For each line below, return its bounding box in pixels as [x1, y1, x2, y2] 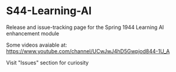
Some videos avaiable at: [6, 41, 67, 48]
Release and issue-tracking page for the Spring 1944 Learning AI [6, 24, 164, 31]
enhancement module [6, 30, 60, 37]
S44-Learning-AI [6, 4, 92, 18]
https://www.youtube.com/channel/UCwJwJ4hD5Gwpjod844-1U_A [6, 47, 170, 54]
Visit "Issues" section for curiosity [6, 59, 89, 66]
